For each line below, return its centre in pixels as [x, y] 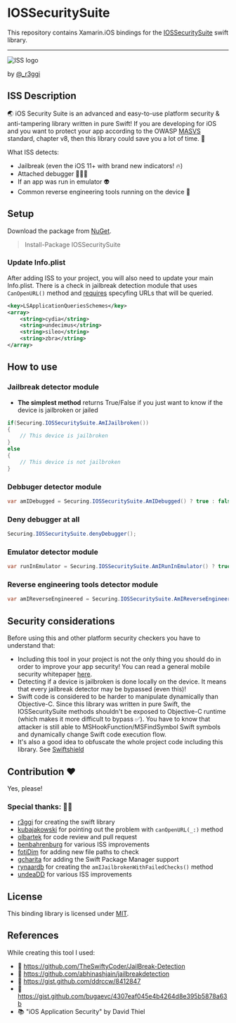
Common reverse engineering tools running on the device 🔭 [104, 192]
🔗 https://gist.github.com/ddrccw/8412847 [79, 981]
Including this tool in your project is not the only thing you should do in [119, 659]
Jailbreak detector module [53, 387]
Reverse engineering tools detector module [83, 584]
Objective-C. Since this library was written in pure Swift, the [104, 704]
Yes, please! [25, 788]
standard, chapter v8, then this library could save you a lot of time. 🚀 [106, 138]
